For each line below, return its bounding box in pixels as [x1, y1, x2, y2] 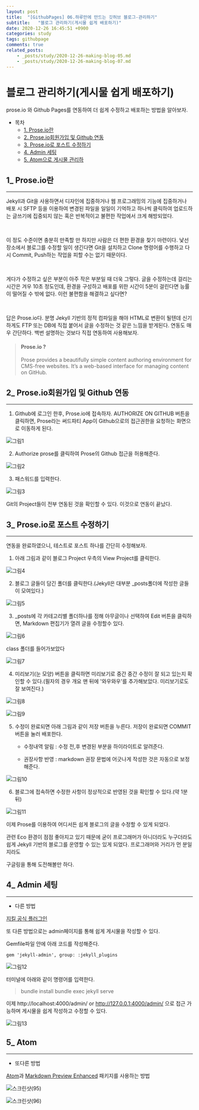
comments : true [6, 42, 44, 48]
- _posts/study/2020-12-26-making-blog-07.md [17, 58, 131, 64]
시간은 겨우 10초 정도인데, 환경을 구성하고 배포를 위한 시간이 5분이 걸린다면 [6, 283, 179, 290]
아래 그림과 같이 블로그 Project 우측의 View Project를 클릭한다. [14, 555, 161, 562]
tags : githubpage [6, 36, 49, 42]
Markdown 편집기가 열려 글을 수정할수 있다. [23, 620, 124, 627]
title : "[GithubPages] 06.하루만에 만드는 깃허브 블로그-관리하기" [6, 14, 158, 20]
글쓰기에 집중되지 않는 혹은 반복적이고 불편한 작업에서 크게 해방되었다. [12, 212, 174, 220]
